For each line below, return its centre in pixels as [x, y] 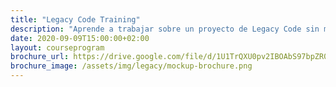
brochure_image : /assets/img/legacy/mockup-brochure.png [131, 66]
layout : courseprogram [57, 47]
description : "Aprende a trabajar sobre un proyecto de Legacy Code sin [165, 29]
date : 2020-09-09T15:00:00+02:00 [80, 38]
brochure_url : [40, 57]
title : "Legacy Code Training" [75, 19]
